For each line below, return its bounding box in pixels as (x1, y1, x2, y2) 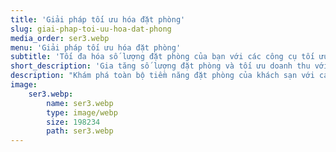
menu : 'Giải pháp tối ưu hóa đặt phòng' (10, 42, 182, 53)
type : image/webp (46, 107, 118, 118)
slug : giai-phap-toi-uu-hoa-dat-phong (10, 24, 172, 34)
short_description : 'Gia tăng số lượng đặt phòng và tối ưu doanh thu (10, 61, 311, 71)
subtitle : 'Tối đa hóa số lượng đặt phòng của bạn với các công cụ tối (10, 52, 315, 62)
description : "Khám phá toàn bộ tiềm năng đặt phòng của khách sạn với (10, 71, 315, 81)
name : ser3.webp (46, 98, 114, 108)
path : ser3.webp (46, 126, 114, 136)
